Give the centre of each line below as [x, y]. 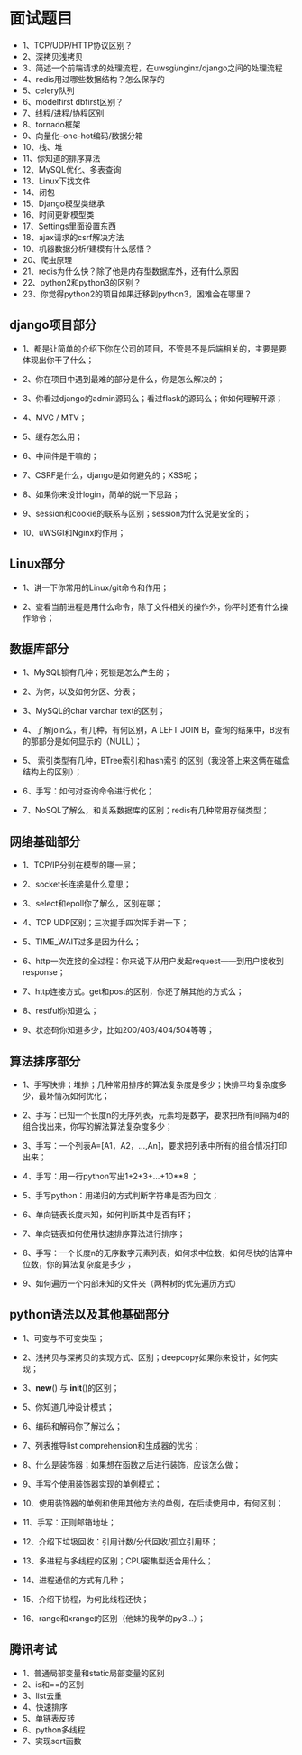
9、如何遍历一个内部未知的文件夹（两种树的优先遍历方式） [132, 1283]
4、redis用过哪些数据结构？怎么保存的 [93, 79]
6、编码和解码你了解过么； [73, 1426]
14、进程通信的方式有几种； [74, 1580]
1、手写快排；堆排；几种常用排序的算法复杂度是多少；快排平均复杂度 [151, 1084]
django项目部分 [53, 325]
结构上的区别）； [52, 772]
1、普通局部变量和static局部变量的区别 [93, 1673]
